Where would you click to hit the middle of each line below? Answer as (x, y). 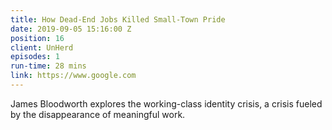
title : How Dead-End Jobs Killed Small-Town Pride (118, 19)
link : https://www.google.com (73, 76)
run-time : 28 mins (48, 66)
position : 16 (37, 38)
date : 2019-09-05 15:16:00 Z (71, 29)
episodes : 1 (35, 57)
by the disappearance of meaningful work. (98, 114)
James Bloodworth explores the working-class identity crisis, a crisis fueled (166, 103)
